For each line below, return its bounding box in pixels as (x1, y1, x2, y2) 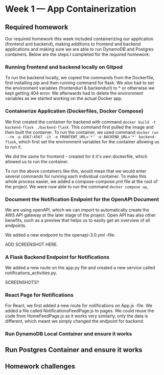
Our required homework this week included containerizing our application (5, 36, 154, 42)
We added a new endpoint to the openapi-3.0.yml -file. (5, 232, 116, 238)
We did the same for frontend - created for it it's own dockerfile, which (5, 153, 148, 159)
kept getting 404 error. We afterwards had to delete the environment (5, 90, 143, 96)
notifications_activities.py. (5, 270, 57, 276)
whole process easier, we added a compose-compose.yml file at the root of (5, 178, 158, 184)
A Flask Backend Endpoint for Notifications (5, 253, 110, 260)
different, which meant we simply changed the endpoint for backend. (5, 318, 144, 324)
